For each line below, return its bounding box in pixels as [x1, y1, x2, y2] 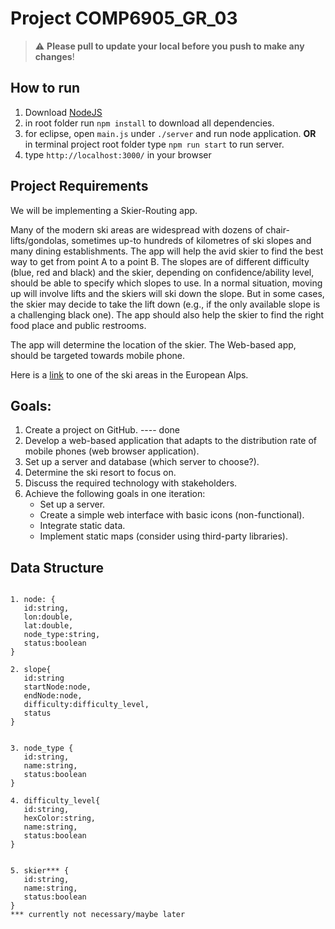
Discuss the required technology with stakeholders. [24, 477, 238, 489]
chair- [265, 223, 290, 236]
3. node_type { [10, 743, 74, 754]
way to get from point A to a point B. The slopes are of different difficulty [10, 255, 310, 267]
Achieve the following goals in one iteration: [24, 488, 206, 500]
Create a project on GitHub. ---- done [24, 424, 180, 436]
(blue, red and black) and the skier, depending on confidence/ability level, [10, 266, 315, 278]
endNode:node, [23, 691, 83, 701]
